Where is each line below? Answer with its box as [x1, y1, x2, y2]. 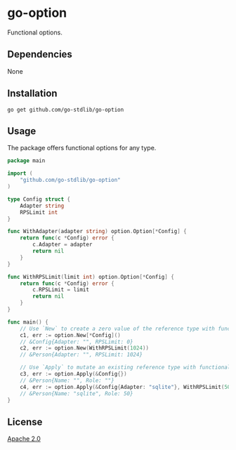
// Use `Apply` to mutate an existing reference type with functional [20, 364, 231, 371]
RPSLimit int [20, 209, 58, 216]
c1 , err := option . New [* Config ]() [20, 331, 121, 338]
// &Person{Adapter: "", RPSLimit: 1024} [20, 351, 143, 359]
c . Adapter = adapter [32, 241, 93, 249]
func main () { [7, 318, 49, 326]
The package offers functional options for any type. [7, 144, 157, 152]
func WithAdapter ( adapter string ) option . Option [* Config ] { [7, 228, 188, 235]
